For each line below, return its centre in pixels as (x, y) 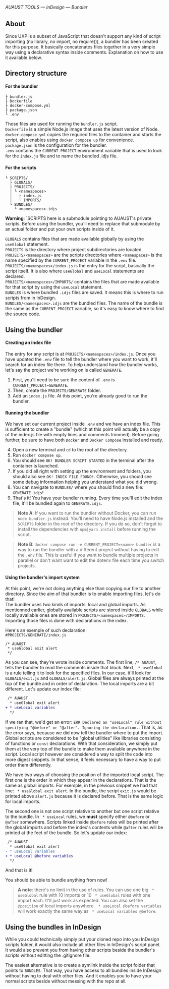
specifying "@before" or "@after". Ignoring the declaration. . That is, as (84, 727)
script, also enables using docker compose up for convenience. (70, 140)
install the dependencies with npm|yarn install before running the (87, 529)
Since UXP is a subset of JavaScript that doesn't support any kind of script (83, 36)
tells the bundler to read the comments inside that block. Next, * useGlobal (84, 668)
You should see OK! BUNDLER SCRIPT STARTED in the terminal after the (83, 460)
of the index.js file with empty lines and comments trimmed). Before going (82, 435)
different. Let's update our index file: (43, 689)
